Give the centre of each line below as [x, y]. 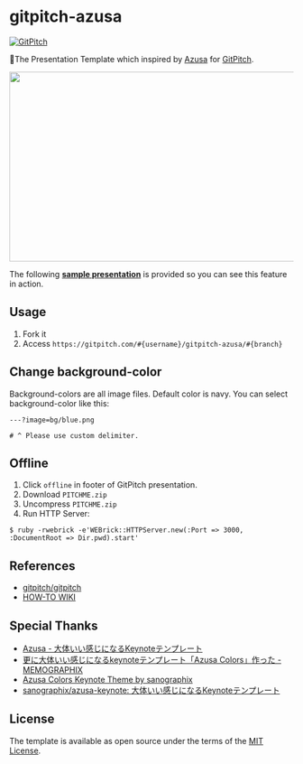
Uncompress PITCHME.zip [69, 504]
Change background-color [86, 372]
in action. [27, 284]
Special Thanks [54, 625]
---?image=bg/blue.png [52, 420]
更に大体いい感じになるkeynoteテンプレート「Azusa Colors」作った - [152, 660]
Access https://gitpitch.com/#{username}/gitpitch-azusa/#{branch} [152, 343]
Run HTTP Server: [56, 514]
